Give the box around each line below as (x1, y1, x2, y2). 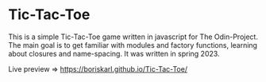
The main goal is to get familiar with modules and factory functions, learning (8, 40, 258, 49)
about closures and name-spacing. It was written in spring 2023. (8, 49, 220, 58)
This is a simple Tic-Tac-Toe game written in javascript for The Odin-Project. (8, 32, 258, 41)
